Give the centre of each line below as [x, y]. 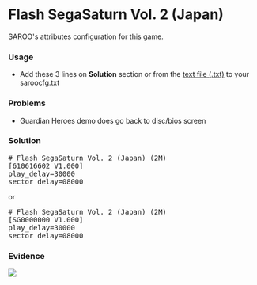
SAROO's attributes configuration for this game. [86, 36]
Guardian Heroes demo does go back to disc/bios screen [113, 120]
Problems [27, 103]
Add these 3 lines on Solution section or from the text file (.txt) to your [134, 74]
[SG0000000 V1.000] [46, 220]
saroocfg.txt [40, 83]
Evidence [26, 256]
